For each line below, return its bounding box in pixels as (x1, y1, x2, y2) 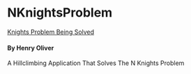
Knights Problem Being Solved (7, 28, 95, 36)
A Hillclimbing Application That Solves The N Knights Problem (7, 59, 185, 67)
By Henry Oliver (7, 44, 54, 52)
